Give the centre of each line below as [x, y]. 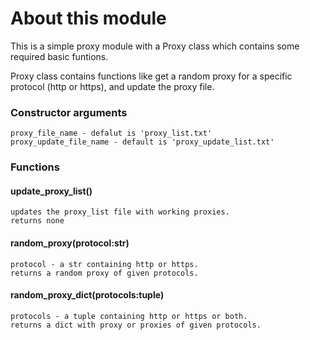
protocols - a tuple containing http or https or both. [129, 316]
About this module [88, 18]
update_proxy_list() [51, 191]
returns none [37, 221]
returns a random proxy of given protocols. [104, 273]
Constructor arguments [69, 112]
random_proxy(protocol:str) [70, 243]
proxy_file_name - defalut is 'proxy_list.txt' [111, 133]
